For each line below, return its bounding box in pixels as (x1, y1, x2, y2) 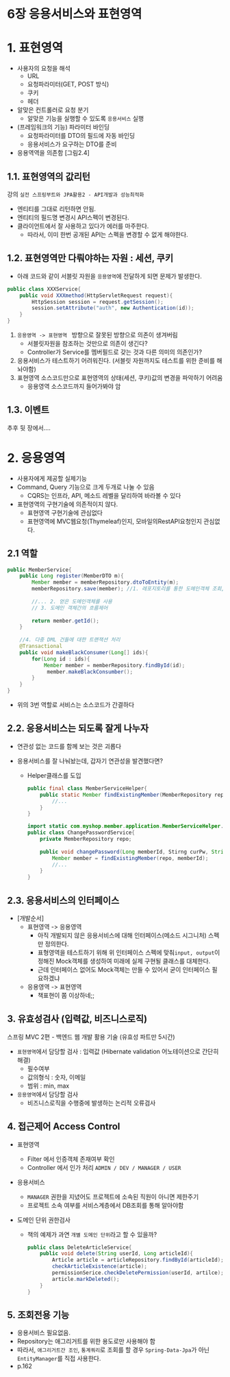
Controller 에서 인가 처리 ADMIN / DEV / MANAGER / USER (27, 1163, 181, 1171)
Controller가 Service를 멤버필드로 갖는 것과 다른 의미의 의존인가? (27, 348, 203, 356)
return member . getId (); (31, 617, 99, 624)
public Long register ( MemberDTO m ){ (19, 573, 125, 579)
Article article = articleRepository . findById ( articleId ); (51, 1256, 224, 1264)
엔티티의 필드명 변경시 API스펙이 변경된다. (16, 213, 129, 221)
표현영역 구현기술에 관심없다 (27, 508, 103, 516)
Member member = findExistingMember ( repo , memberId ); (51, 854, 209, 861)
